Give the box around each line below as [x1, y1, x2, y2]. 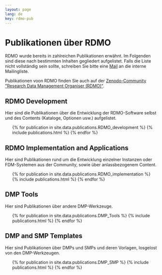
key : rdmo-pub [5, 16, 34, 21]
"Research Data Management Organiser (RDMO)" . [5, 83, 105, 89]
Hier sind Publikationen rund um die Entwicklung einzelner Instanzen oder [5, 156, 152, 162]
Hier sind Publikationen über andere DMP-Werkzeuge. [5, 203, 113, 209]
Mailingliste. [5, 68, 29, 74]
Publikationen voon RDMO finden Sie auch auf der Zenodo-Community [5, 78, 147, 84]
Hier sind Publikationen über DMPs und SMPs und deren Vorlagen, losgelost [5, 244, 157, 250]
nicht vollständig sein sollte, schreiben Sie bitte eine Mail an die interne [5, 64, 147, 69]
